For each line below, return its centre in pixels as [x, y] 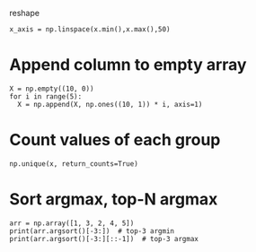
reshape [25, 13]
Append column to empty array [128, 65]
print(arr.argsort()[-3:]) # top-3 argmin [92, 231]
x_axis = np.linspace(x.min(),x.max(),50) [90, 30]
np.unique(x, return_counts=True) [74, 164]
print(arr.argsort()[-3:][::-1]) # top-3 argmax [104, 239]
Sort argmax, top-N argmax [114, 200]
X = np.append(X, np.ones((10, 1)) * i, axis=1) [110, 104]
